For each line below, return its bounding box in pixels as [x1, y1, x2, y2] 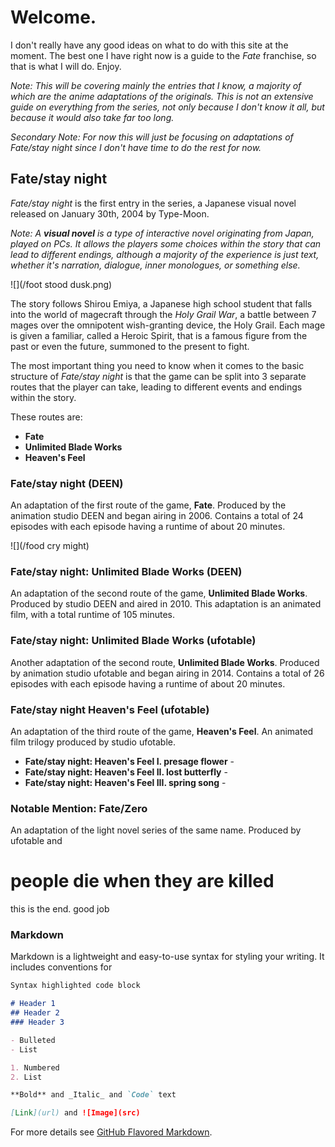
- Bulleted [10, 1035, 56, 1045]
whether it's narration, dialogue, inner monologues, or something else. [10, 259, 301, 271]
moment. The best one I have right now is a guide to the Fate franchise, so [10, 49, 317, 61]
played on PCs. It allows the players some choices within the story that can [10, 237, 322, 250]
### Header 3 [10, 1017, 65, 1028]
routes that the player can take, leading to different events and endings [10, 381, 303, 393]
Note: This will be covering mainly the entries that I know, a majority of [10, 79, 302, 91]
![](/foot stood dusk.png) [10, 278, 113, 290]
